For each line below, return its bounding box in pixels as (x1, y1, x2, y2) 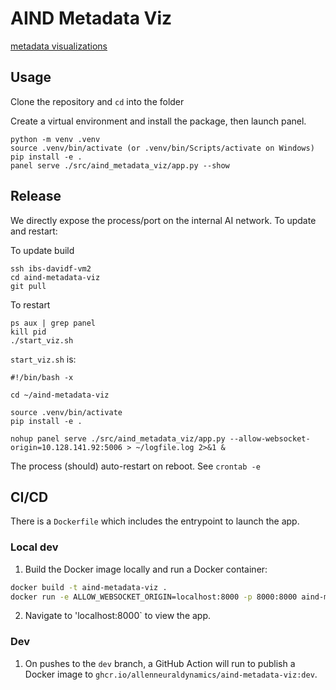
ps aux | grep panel (10, 318, 97, 328)
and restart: (10, 225, 58, 237)
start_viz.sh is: (10, 353, 77, 365)
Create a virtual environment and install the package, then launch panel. (10, 115, 307, 127)
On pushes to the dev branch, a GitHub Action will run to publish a (24, 657, 296, 669)
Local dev (10, 540, 59, 554)
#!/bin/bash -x (10, 372, 74, 382)
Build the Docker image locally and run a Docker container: (24, 563, 268, 575)
